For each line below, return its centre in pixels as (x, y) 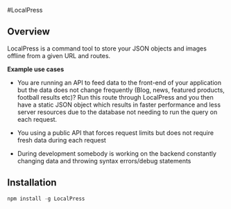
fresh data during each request (61, 140)
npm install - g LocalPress (46, 199)
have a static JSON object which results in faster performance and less (119, 104)
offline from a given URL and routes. (59, 55)
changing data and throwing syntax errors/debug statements (104, 161)
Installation (32, 183)
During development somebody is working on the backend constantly (117, 153)
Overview (29, 31)
